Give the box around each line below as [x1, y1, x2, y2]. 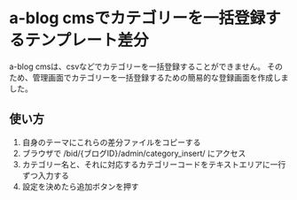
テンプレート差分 [25, 30, 149, 50]
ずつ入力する [21, 170, 69, 181]
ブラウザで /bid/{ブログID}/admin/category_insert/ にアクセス [21, 148, 246, 158]
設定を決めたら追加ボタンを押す [21, 181, 139, 191]
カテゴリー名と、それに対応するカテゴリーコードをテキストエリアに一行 [21, 158, 286, 169]
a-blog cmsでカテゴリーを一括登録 [9, 8, 266, 28]
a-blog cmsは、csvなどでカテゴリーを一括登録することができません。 [9, 61, 266, 72]
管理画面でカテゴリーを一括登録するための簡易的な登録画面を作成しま [32, 72, 289, 82]
